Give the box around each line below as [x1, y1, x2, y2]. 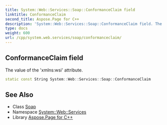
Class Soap [12, 103, 36, 110]
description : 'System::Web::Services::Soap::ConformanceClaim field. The [5, 21, 162, 26]
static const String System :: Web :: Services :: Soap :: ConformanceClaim [5, 76, 151, 81]
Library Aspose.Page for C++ [12, 114, 73, 120]
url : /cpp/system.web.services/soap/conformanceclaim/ [5, 35, 122, 40]
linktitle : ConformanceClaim [5, 12, 66, 17]
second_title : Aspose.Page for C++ [5, 16, 79, 21]
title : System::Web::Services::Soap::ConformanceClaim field [5, 7, 135, 12]
